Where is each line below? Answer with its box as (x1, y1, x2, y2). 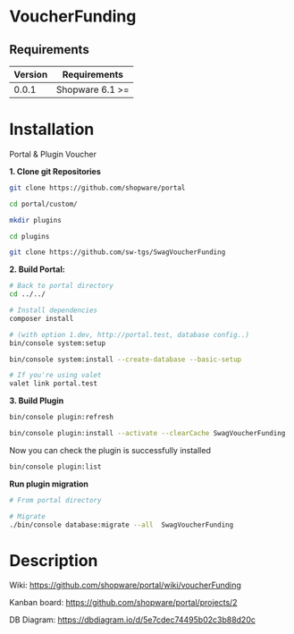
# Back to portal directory (9, 282, 114, 291)
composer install (9, 314, 74, 323)
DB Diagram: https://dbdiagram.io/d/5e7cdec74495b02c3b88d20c (9, 614, 256, 625)
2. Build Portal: (9, 264, 65, 275)
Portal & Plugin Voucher (9, 148, 97, 159)
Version (13, 69, 48, 80)
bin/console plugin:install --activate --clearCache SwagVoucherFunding (9, 429, 286, 438)
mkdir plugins (9, 216, 63, 224)
